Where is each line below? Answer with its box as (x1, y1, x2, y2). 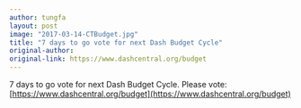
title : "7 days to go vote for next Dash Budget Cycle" (9, 37, 223, 47)
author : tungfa (9, 12, 66, 22)
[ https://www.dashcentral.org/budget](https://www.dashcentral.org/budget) (9, 88, 292, 99)
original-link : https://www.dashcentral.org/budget (9, 54, 207, 63)
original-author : (9, 46, 75, 55)
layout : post (9, 21, 58, 30)
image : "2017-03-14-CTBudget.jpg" (9, 29, 139, 38)
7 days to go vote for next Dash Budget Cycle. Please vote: (9, 79, 227, 89)
